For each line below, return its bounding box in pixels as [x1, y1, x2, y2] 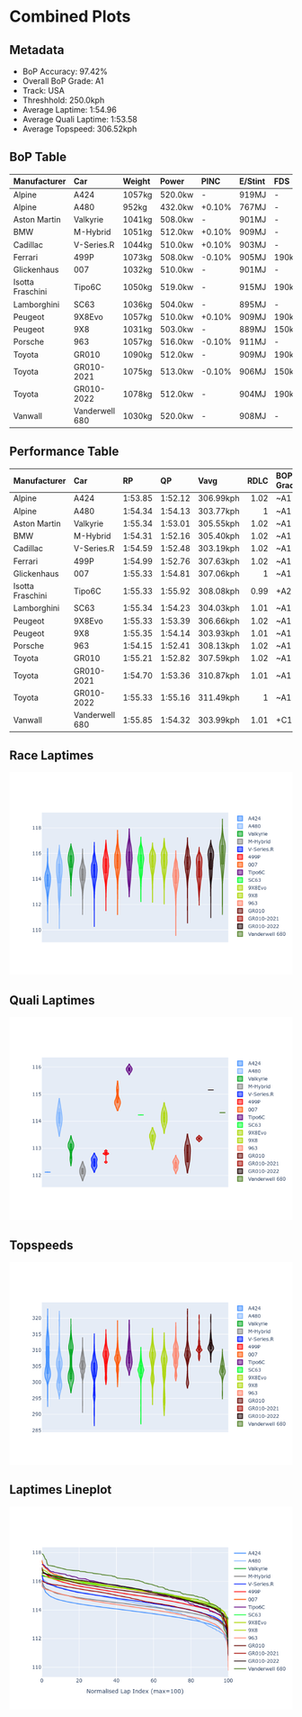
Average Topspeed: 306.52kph [22, 123, 138, 134]
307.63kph [197, 556, 240, 567]
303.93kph [197, 628, 240, 639]
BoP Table [9, 150, 67, 165]
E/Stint [239, 176, 266, 186]
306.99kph [197, 493, 240, 504]
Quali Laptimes [9, 993, 96, 1008]
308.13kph [197, 640, 240, 651]
